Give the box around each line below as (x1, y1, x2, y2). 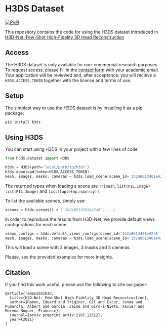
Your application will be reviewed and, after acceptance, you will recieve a (5, 72, 156, 78)
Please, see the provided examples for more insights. (5, 254, 114, 260)
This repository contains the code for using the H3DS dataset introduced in (5, 29, 158, 35)
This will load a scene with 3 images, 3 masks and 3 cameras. (5, 245, 131, 250)
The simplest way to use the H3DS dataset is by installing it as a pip (5, 105, 143, 111)
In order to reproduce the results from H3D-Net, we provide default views (5, 216, 155, 222)
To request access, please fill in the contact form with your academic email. (5, 67, 159, 73)
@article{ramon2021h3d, (5, 291, 54, 296)
